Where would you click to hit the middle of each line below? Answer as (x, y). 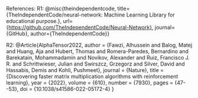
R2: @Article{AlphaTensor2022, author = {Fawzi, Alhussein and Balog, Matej (99, 45)
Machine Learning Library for (139, 15)
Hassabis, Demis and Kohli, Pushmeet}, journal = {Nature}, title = (85, 70)
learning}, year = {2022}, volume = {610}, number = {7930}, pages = (90, 83)
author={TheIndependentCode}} (70, 34)
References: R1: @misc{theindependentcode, (61, 9)
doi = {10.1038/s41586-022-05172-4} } (67, 89)
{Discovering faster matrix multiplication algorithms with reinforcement (92, 76)
